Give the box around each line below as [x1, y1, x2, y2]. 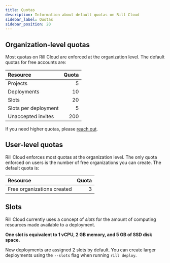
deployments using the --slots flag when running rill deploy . [5, 252, 137, 258]
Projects [8, 80, 28, 87]
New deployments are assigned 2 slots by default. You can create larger [5, 247, 156, 253]
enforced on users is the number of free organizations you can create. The [5, 159, 161, 166]
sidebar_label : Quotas [5, 17, 53, 22]
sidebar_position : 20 [5, 21, 51, 27]
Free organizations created [8, 185, 72, 192]
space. [5, 237, 20, 243]
